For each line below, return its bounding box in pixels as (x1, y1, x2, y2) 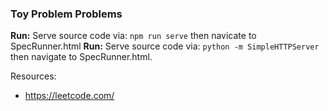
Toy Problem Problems (10, 7, 123, 21)
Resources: (10, 70, 57, 82)
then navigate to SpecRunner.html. (10, 51, 153, 63)
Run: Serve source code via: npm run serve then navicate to (10, 30, 257, 42)
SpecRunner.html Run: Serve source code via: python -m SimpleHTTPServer (10, 40, 320, 52)
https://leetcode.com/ (24, 90, 115, 102)
